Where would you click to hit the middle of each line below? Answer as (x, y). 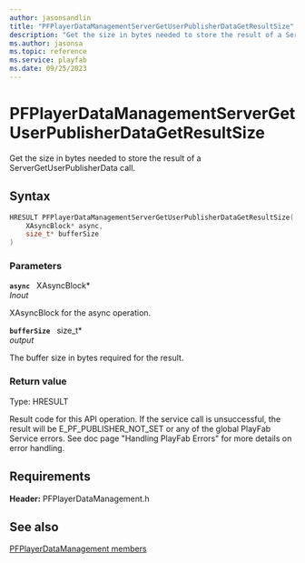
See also (34, 527)
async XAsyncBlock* (50, 286)
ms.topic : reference (49, 52)
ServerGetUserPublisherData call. (73, 167)
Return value (38, 381)
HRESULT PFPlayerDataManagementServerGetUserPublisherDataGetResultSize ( (152, 217)
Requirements (50, 477)
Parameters (35, 266)
